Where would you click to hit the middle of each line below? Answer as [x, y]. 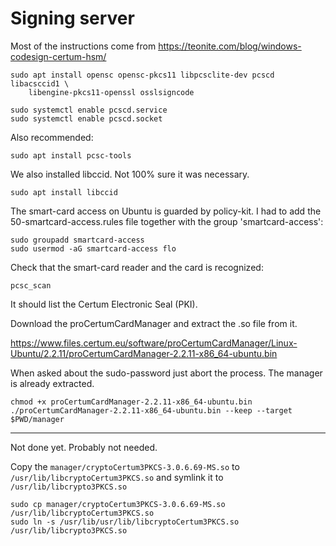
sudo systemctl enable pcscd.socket [86, 118]
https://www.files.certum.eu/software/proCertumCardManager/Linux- [154, 343]
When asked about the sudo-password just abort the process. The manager [166, 373]
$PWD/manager [37, 419]
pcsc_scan [31, 285]
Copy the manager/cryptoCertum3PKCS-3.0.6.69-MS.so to [125, 466]
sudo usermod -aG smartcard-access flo [93, 248]
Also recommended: [52, 137]
